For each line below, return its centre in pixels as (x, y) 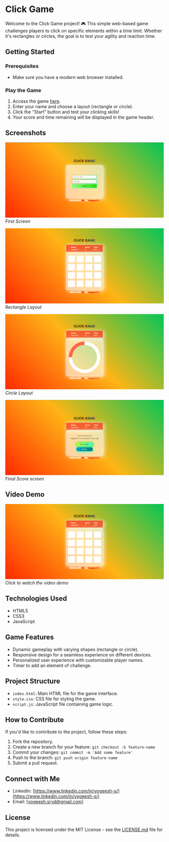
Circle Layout (19, 393)
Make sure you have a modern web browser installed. (68, 77)
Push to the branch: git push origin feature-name (65, 757)
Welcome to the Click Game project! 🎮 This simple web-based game (77, 23)
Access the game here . (36, 101)
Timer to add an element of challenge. (52, 665)
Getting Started (30, 52)
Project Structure (33, 681)
